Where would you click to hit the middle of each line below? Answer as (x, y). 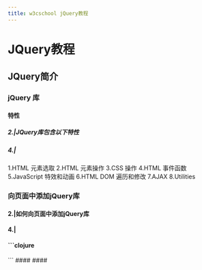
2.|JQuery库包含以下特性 (44, 132)
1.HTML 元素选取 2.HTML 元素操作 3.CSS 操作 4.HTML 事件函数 (97, 168)
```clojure (21, 245)
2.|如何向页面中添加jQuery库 (48, 213)
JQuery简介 (33, 77)
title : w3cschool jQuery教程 (48, 13)
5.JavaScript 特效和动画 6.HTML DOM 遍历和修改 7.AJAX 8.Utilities (102, 177)
